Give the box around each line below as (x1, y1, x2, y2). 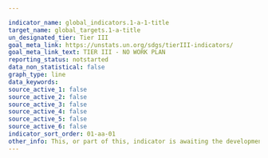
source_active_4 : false (8, 108, 88, 116)
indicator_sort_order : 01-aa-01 (8, 130, 116, 138)
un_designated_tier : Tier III (8, 34, 109, 41)
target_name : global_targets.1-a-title (8, 26, 141, 34)
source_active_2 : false (8, 93, 88, 101)
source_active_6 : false (8, 123, 88, 131)
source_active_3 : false (8, 101, 88, 109)
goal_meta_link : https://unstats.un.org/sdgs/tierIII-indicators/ (8, 41, 234, 49)
